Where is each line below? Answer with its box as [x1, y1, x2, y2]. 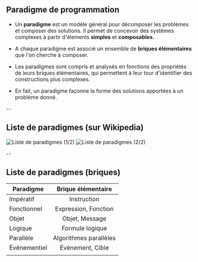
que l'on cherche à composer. [14, 51, 88, 59]
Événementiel [9, 243, 48, 252]
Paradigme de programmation [6, 5, 120, 15]
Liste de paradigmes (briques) [6, 167, 121, 178]
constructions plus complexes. [14, 75, 91, 83]
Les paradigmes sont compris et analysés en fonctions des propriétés [14, 63, 187, 70]
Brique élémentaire [56, 185, 112, 193]
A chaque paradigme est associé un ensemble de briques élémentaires [14, 45, 192, 52]
